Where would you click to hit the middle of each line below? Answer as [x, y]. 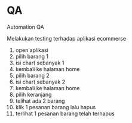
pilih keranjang [33, 94]
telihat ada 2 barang [40, 101]
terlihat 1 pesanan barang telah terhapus [65, 113]
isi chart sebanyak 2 [40, 82]
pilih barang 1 [32, 56]
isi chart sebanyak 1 [40, 63]
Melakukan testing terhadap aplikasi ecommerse [67, 38]
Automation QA [25, 27]
